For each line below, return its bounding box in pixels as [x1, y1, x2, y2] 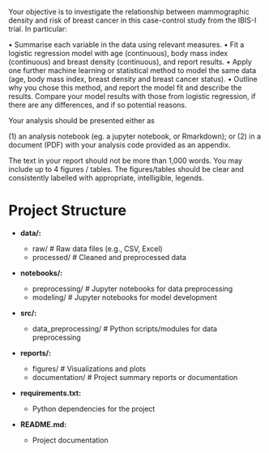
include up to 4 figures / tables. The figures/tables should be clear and [8, 165, 245, 173]
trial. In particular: [8, 24, 67, 33]
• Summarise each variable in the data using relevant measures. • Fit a [8, 40, 245, 49]
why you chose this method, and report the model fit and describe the [8, 83, 242, 92]
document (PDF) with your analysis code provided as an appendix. [8, 140, 231, 149]
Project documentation [32, 435, 109, 445]
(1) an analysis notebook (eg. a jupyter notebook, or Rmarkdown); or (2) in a [8, 131, 262, 141]
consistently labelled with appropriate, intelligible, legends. [8, 173, 204, 182]
